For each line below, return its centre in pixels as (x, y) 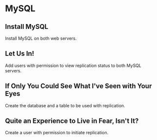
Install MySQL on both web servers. (41, 38)
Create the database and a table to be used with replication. (65, 105)
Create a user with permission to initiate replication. (57, 133)
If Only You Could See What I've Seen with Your (78, 86)
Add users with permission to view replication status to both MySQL (73, 65)
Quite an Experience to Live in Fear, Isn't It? (72, 121)
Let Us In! (20, 54)
